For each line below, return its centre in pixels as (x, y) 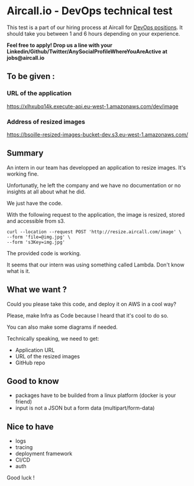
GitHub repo (30, 363)
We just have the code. (35, 203)
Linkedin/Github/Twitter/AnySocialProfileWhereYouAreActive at (87, 51)
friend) (23, 402)
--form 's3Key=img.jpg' (36, 242)
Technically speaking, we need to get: (53, 338)
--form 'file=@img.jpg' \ (38, 237)
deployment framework (44, 454)
